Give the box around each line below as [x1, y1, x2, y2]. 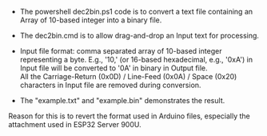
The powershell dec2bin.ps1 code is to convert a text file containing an [19, 7, 253, 16]
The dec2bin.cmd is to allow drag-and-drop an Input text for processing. [19, 31, 260, 40]
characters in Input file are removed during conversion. [19, 80, 201, 90]
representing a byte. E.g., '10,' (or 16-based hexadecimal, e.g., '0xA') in [19, 55, 253, 64]
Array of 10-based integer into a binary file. [19, 15, 162, 25]
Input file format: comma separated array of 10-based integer [19, 46, 222, 55]
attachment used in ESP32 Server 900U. [8, 120, 141, 129]
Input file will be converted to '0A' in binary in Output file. [19, 63, 208, 73]
